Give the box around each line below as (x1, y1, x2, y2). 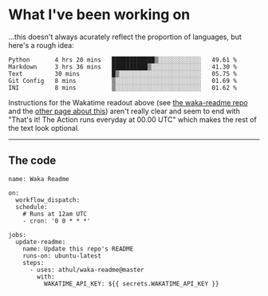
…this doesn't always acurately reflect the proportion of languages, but (8, 32, 242, 41)
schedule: (15, 203, 48, 211)
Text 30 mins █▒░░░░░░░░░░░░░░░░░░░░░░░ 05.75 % (8, 69, 238, 77)
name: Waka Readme (8, 175, 69, 183)
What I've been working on (8, 6, 191, 24)
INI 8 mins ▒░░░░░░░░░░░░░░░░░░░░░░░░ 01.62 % (8, 84, 238, 92)
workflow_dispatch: (15, 195, 81, 204)
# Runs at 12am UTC (22, 210, 88, 218)
